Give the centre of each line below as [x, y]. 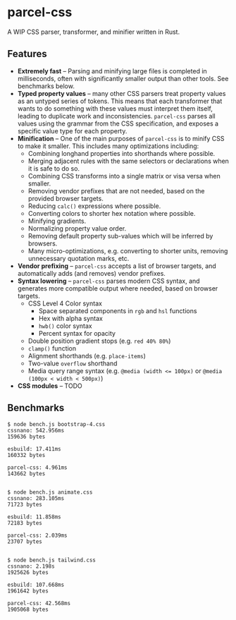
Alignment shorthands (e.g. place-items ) [87, 355]
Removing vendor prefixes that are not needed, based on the [116, 190]
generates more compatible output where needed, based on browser [118, 288]
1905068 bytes [28, 609]
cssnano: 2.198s [31, 566]
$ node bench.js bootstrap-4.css [56, 424]
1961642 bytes [28, 591]
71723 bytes [25, 504]
